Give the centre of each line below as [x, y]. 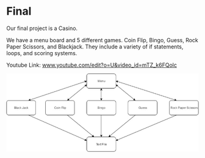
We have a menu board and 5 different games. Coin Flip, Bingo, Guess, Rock [102, 40]
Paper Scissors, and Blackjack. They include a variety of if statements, [95, 47]
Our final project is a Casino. [42, 28]
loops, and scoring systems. [42, 53]
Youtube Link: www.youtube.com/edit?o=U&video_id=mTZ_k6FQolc [92, 65]
